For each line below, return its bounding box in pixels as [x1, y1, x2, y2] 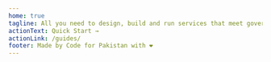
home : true [8, 11, 45, 20]
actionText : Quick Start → [8, 27, 99, 35]
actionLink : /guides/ [8, 34, 81, 43]
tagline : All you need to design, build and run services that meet [8, 19, 244, 27]
